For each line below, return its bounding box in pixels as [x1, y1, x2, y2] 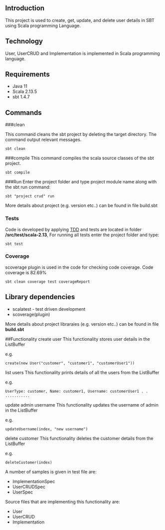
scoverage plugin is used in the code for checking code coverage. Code [5, 264, 154, 270]
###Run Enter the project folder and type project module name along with [5, 179, 157, 185]
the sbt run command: [5, 184, 51, 190]
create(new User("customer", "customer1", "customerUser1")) [5, 361, 135, 366]
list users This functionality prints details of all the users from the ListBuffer [5, 369, 160, 375]
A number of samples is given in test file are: [5, 469, 97, 475]
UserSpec [12, 489, 33, 495]
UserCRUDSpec [12, 484, 46, 490]
